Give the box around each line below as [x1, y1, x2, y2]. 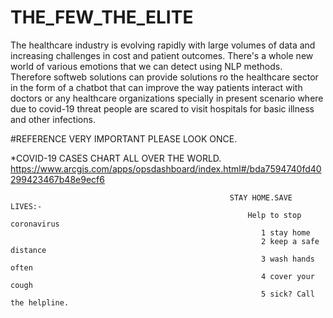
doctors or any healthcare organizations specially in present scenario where [10, 92, 324, 104]
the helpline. [10, 297, 70, 308]
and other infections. [10, 113, 96, 125]
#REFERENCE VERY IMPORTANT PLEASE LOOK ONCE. [10, 132, 238, 145]
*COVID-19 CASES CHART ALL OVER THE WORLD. [10, 152, 222, 164]
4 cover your [260, 271, 315, 281]
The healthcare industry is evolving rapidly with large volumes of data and [10, 39, 316, 51]
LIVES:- [10, 201, 43, 211]
